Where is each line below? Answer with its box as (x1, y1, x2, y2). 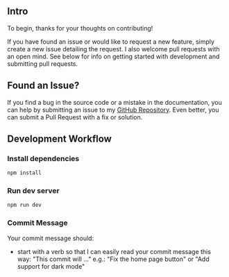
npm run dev (7, 201, 42, 209)
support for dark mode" (17, 262, 85, 270)
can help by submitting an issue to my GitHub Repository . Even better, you (7, 106, 219, 114)
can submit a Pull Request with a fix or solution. (7, 112, 143, 121)
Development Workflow (7, 133, 112, 145)
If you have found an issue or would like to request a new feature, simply (7, 37, 215, 46)
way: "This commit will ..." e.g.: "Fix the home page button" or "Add (17, 255, 210, 263)
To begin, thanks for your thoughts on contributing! (7, 24, 153, 32)
